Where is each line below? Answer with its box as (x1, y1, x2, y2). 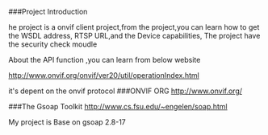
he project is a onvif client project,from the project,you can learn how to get (8, 22, 260, 31)
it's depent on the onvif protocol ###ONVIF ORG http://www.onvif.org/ (8, 86, 243, 96)
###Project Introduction (8, 7, 88, 16)
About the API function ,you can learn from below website (8, 55, 201, 64)
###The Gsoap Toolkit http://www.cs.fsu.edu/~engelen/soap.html (8, 102, 228, 111)
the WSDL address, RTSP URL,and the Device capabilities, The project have (8, 31, 261, 40)
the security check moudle (8, 39, 98, 49)
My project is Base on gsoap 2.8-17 (8, 117, 127, 127)
